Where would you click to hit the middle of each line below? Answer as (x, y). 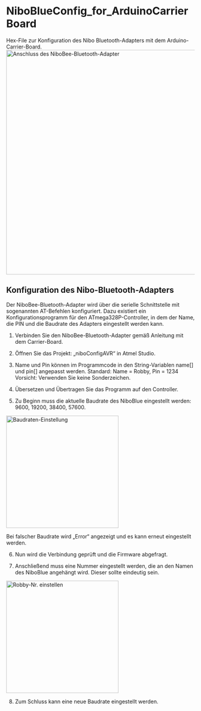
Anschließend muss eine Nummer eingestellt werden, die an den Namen (104, 566)
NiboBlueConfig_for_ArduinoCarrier (97, 11)
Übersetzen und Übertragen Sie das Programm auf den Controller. (96, 389)
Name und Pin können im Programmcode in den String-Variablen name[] (104, 365)
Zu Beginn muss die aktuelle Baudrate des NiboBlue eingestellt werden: (103, 401)
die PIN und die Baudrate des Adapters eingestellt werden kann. (85, 323)
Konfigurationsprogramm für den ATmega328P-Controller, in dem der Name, (100, 317)
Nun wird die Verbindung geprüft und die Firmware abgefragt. (91, 554)
